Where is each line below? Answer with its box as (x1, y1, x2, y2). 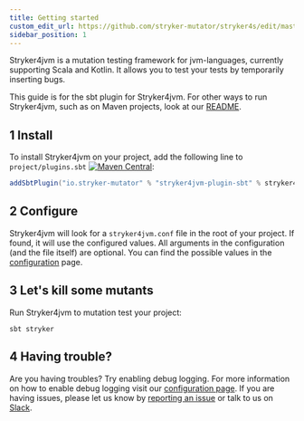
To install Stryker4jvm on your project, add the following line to (9, 151, 243, 163)
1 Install (9, 128, 53, 143)
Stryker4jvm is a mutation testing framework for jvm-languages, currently (9, 55, 284, 66)
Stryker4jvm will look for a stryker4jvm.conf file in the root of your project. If (9, 227, 295, 238)
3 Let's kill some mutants (9, 282, 154, 299)
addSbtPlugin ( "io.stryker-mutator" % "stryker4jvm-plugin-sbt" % (9, 178, 261, 188)
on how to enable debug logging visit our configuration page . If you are (9, 382, 275, 394)
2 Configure (9, 204, 79, 219)
